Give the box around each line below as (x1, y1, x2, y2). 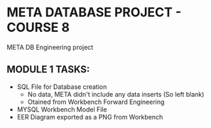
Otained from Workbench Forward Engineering (27, 97, 165, 106)
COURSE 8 (6, 19, 70, 36)
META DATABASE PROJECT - (6, 4, 182, 21)
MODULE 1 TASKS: (6, 63, 90, 75)
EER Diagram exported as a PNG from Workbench (16, 112, 163, 121)
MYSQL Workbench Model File (16, 105, 107, 114)
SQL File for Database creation (16, 82, 107, 91)
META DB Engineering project (6, 43, 94, 51)
